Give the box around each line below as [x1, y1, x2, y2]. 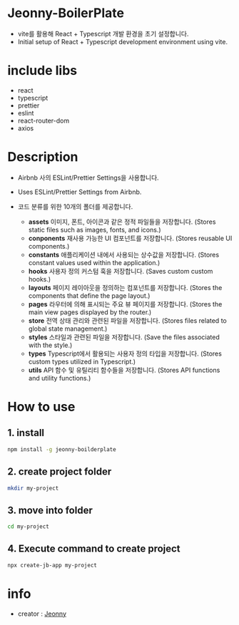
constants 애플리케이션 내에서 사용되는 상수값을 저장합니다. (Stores [28, 250, 220, 259]
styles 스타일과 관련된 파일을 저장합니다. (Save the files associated [28, 333, 220, 341]
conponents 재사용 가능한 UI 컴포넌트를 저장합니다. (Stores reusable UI [28, 234, 233, 242]
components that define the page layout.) [28, 291, 151, 300]
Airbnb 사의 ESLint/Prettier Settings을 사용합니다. [17, 173, 159, 182]
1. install [7, 427, 45, 439]
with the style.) [28, 341, 73, 349]
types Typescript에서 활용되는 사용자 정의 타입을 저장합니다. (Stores [28, 349, 223, 358]
